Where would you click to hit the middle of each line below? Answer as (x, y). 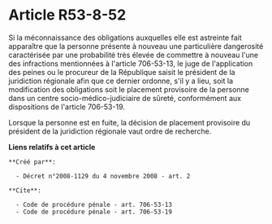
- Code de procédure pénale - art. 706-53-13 (94, 204)
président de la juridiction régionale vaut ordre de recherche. (110, 131)
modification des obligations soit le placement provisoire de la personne (129, 89)
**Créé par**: (32, 162)
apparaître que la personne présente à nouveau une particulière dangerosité (136, 46)
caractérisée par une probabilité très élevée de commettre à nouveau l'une (133, 55)
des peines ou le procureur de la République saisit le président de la (122, 72)
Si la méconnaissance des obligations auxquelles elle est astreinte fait (125, 37)
